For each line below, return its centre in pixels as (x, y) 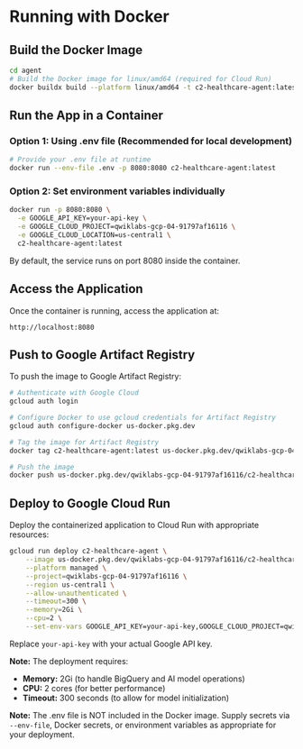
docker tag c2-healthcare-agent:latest (84, 451)
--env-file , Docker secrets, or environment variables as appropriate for (143, 725)
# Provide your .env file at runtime (80, 160)
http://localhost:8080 (52, 327)
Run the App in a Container (87, 116)
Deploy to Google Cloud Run (90, 503)
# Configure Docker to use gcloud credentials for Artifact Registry (143, 418)
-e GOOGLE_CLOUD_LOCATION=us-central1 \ (94, 235)
